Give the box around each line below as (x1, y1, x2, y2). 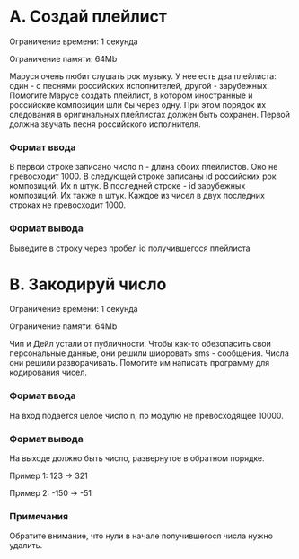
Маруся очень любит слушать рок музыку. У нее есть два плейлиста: (9, 70, 277, 82)
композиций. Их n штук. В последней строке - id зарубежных (9, 181, 246, 191)
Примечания (9, 510, 69, 522)
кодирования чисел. (9, 367, 88, 378)
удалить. (9, 540, 43, 551)
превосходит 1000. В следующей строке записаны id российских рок (9, 171, 277, 182)
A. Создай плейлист (9, 6, 168, 27)
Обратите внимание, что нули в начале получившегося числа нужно (9, 530, 274, 541)
